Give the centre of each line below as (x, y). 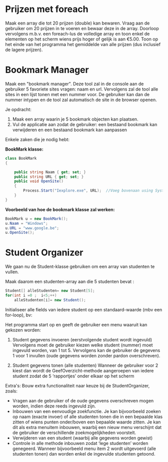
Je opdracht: (18, 109)
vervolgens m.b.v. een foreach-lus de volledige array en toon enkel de (77, 34)
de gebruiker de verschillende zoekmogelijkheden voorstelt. (74, 432)
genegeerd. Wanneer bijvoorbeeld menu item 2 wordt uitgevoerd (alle (84, 448)
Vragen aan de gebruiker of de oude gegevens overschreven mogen (83, 400)
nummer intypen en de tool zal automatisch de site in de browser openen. (81, 100)
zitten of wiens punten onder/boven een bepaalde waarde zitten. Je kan (86, 422)
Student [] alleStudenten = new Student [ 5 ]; (50, 291)
